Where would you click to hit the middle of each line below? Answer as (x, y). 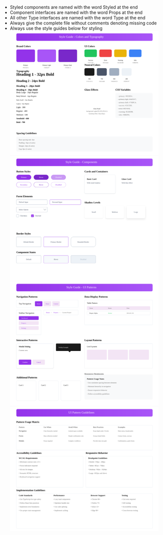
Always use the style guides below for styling (56, 28)
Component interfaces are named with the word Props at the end (76, 12)
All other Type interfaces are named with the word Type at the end (78, 18)
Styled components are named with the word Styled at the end (74, 7)
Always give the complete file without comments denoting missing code (83, 23)
